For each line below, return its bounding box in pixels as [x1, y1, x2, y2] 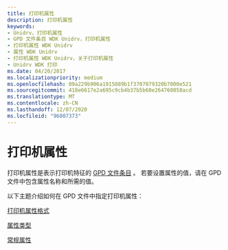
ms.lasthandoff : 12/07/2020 [7, 106, 88, 113]
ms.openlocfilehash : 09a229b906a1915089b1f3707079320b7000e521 [7, 81, 192, 87]
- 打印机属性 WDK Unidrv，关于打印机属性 [7, 55, 114, 62]
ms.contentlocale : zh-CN [7, 100, 78, 107]
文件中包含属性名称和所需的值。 [7, 177, 98, 185]
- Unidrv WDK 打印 [7, 61, 58, 68]
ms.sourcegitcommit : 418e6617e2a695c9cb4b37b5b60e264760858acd [7, 87, 192, 94]
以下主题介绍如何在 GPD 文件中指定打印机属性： [7, 191, 144, 200]
